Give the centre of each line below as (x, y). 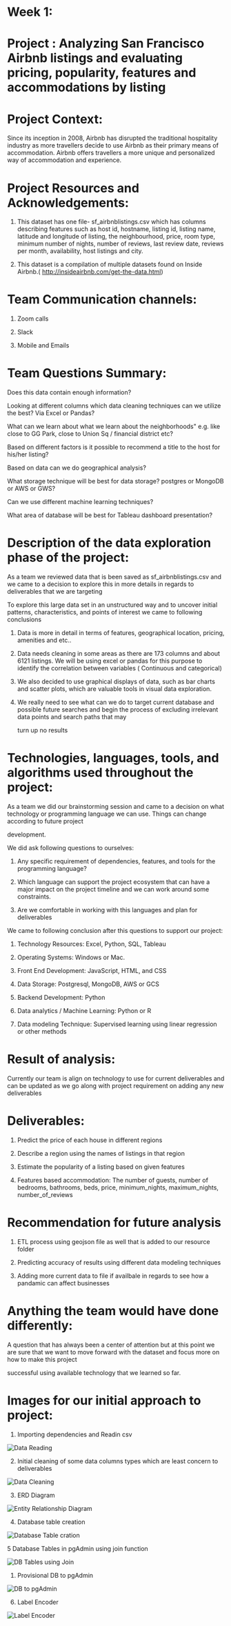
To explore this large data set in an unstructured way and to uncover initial (112, 605)
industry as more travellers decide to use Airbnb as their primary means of (113, 145)
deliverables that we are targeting (55, 592)
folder (26, 1249)
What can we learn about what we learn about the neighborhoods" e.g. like (114, 426)
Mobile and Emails (43, 345)
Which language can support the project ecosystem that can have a (113, 882)
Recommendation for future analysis (114, 1223)
